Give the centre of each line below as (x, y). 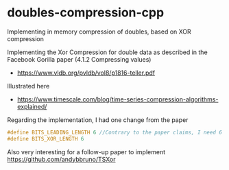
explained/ (32, 106)
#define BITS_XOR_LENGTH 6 (46, 138)
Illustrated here (28, 86)
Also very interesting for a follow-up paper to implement (86, 151)
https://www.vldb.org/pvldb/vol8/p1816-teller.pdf (86, 73)
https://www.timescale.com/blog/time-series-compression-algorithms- (118, 99)
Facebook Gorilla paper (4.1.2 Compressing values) (79, 59)
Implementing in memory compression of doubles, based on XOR (99, 32)
